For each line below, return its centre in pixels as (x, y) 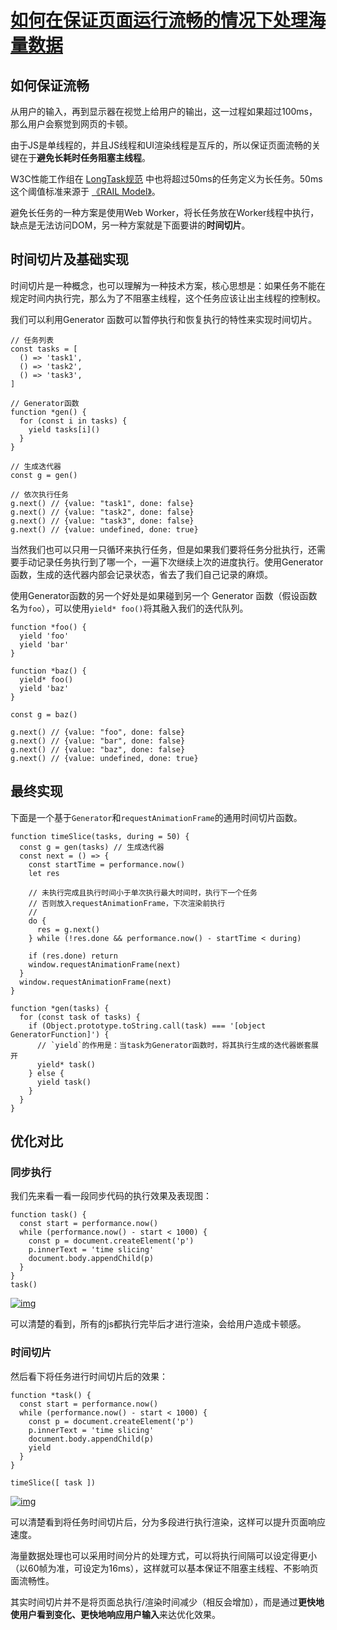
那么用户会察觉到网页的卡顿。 (71, 124)
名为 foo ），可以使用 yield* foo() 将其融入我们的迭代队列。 (129, 608)
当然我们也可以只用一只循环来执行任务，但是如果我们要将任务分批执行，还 (163, 549)
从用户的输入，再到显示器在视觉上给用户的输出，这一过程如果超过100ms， (164, 111)
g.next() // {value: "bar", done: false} (98, 741)
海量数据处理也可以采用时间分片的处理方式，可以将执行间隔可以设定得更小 (163, 1555)
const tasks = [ (44, 349)
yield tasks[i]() (64, 429)
